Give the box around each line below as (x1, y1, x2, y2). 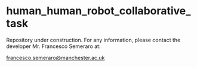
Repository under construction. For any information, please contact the (6, 36, 181, 43)
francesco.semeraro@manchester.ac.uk (6, 54, 105, 61)
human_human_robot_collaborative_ (6, 4, 191, 18)
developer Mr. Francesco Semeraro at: (6, 43, 101, 50)
